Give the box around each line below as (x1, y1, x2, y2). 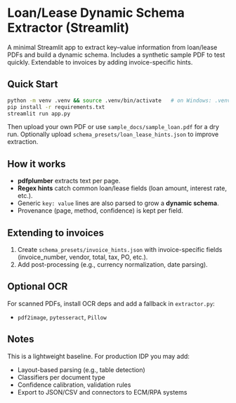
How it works (7, 158, 66, 170)
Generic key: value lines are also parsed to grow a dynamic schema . (17, 199, 219, 208)
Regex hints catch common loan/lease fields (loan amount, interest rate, (17, 184, 227, 192)
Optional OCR (7, 281, 68, 293)
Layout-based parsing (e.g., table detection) (17, 365, 145, 374)
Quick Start (7, 79, 58, 91)
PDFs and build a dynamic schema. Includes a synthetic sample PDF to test (7, 51, 225, 59)
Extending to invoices (7, 227, 104, 239)
